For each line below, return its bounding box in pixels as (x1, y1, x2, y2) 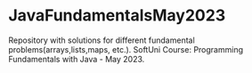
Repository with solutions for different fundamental (8, 35, 195, 45)
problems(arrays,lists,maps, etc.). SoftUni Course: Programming (8, 44, 244, 54)
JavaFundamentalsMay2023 (8, 5, 226, 26)
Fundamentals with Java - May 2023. (8, 53, 145, 64)
